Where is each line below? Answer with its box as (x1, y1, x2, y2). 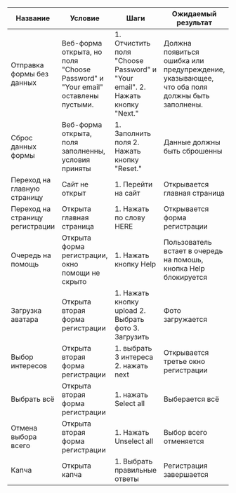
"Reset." (114, 164, 143, 173)
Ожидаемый (171, 9, 217, 18)
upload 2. (114, 306, 146, 315)
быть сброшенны (163, 147, 223, 156)
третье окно (163, 357, 206, 366)
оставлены (62, 91, 99, 100)
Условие (70, 13, 100, 23)
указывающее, (163, 74, 214, 83)
